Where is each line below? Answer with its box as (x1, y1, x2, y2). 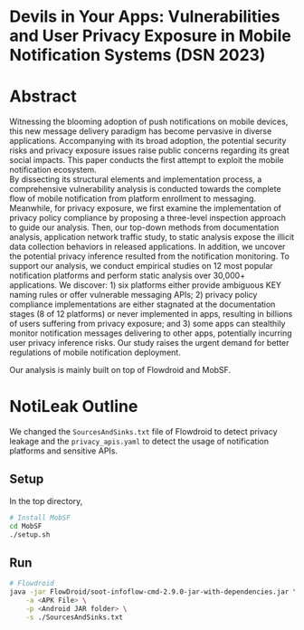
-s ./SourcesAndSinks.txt (25, 613, 124, 622)
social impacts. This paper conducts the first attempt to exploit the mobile (9, 155, 284, 166)
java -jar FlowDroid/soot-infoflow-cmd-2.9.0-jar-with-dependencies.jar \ (9, 587, 298, 597)
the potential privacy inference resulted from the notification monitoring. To (9, 251, 290, 262)
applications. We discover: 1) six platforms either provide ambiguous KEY (9, 280, 282, 291)
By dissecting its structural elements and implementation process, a (9, 174, 262, 185)
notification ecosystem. (9, 165, 97, 176)
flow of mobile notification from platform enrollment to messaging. (9, 193, 256, 205)
